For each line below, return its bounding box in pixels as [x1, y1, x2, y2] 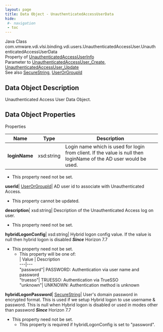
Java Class [5, 38, 27, 44]
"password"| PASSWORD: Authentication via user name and [19, 266, 139, 272]
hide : [5, 16, 16, 21]
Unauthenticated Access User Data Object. [5, 96, 91, 102]
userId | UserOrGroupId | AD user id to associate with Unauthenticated [5, 183, 145, 189]
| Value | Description [19, 256, 61, 262]
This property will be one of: [19, 251, 76, 257]
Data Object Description [5, 84, 79, 92]
